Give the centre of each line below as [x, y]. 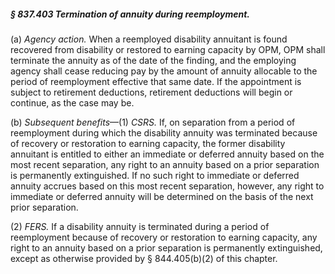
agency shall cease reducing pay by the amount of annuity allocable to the [164, 71]
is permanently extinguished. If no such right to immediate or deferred [155, 175]
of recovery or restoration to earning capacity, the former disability [148, 143]
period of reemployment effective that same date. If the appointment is [156, 81]
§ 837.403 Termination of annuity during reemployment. [130, 14]
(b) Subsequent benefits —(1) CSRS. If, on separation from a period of [153, 122]
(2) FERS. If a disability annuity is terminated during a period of [140, 226]
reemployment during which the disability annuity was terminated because [164, 132]
